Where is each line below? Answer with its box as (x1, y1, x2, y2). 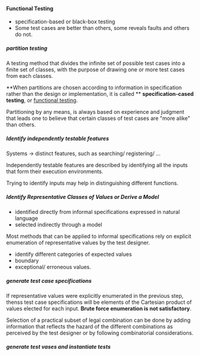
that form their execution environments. (6, 168, 103, 175)
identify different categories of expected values (14, 251, 133, 258)
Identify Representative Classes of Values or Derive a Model (6, 193, 159, 200)
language (14, 215, 38, 222)
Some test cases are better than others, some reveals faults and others (14, 25, 190, 32)
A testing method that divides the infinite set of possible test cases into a (6, 60, 185, 67)
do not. (14, 31, 33, 38)
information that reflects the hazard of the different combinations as (6, 323, 173, 330)
